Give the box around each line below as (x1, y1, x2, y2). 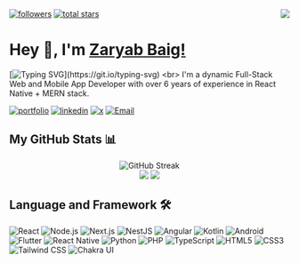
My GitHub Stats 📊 (9, 132, 117, 147)
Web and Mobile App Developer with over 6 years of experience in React (9, 78, 277, 89)
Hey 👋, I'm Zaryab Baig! (9, 40, 186, 60)
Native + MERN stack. (9, 88, 90, 99)
